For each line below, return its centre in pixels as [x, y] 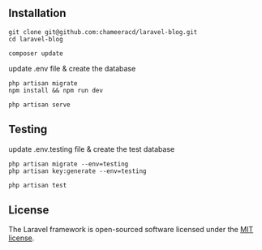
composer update [36, 53]
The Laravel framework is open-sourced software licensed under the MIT [131, 230]
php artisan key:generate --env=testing [78, 171]
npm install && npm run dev [56, 90]
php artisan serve [39, 105]
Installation [37, 13]
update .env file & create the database [72, 68]
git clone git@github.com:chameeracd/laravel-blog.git [103, 32]
